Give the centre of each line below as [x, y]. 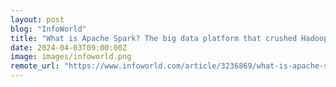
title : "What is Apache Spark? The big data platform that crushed [154, 38]
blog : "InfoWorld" [48, 29]
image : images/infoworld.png [71, 57]
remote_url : [35, 66]
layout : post [37, 19]
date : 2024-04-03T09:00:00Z [69, 47]
